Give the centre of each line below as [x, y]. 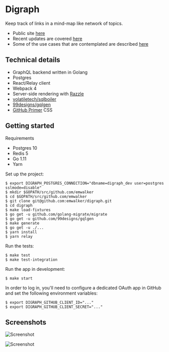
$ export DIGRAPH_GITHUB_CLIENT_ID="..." [50, 302]
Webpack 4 [25, 88]
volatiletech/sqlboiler [34, 99]
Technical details [33, 60]
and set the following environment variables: [51, 293]
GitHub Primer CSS [32, 110]
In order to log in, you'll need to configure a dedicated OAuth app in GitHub [83, 288]
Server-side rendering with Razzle [48, 94]
